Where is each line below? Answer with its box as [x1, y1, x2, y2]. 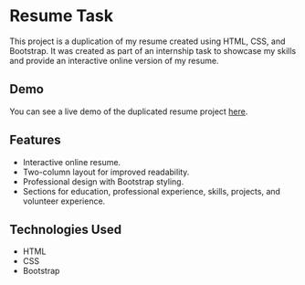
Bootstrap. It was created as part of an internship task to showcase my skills [9, 45, 297, 56]
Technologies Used [9, 221, 121, 237]
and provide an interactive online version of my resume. [9, 55, 219, 66]
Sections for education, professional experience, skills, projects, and [22, 185, 281, 196]
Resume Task [9, 5, 114, 26]
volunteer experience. [22, 195, 106, 206]
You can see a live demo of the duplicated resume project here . [9, 106, 248, 117]
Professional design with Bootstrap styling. [22, 175, 184, 187]
